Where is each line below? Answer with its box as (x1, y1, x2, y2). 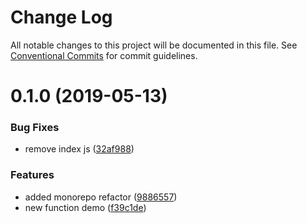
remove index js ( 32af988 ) (24, 143, 135, 155)
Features (10, 168, 55, 182)
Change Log (10, 6, 113, 29)
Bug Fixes (10, 121, 60, 135)
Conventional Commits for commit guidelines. (10, 49, 198, 61)
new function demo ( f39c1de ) (24, 201, 147, 213)
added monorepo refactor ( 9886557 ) (24, 191, 178, 203)
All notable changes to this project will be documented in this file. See (10, 39, 298, 51)
